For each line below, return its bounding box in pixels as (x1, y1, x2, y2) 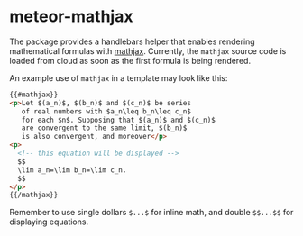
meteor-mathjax (9, 6, 133, 27)
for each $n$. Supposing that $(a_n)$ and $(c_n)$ (21, 115, 216, 124)
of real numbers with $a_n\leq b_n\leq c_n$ (21, 106, 192, 116)
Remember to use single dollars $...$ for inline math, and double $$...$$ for (9, 207, 294, 218)
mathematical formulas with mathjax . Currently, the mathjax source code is (9, 45, 287, 56)
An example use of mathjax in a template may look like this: (9, 72, 228, 83)
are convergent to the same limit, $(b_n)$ (21, 123, 188, 132)
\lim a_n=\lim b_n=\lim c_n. (17, 165, 127, 175)
